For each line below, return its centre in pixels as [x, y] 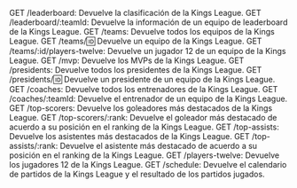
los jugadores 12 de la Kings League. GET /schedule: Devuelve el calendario [148, 164]
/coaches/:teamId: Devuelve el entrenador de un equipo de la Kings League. [148, 98]
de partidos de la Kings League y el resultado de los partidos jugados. [137, 174]
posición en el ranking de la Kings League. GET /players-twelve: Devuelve [145, 155]
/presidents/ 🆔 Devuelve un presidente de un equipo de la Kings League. [142, 79]
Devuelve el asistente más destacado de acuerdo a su [159, 146]
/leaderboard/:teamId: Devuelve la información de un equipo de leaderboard [148, 22]
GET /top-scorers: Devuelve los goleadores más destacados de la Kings [141, 108]
